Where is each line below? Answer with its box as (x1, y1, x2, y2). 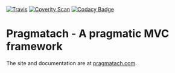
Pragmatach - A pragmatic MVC (6, 27, 170, 40)
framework (6, 40, 63, 54)
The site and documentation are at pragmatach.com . (6, 59, 137, 66)
